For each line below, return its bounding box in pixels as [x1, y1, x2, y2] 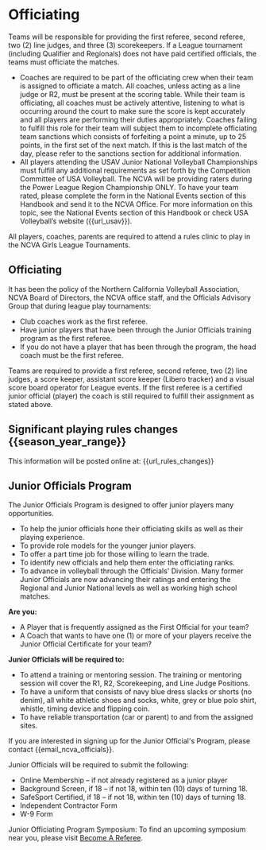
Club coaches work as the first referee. [19, 316, 148, 326]
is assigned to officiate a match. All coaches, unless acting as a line [19, 81, 241, 91]
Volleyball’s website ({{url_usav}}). [19, 216, 133, 226]
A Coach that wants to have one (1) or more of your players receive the [19, 631, 252, 641]
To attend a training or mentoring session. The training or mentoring [19, 670, 242, 680]
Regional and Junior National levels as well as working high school [19, 583, 237, 593]
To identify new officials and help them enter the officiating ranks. [19, 558, 236, 568]
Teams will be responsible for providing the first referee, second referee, [8, 32, 246, 41]
